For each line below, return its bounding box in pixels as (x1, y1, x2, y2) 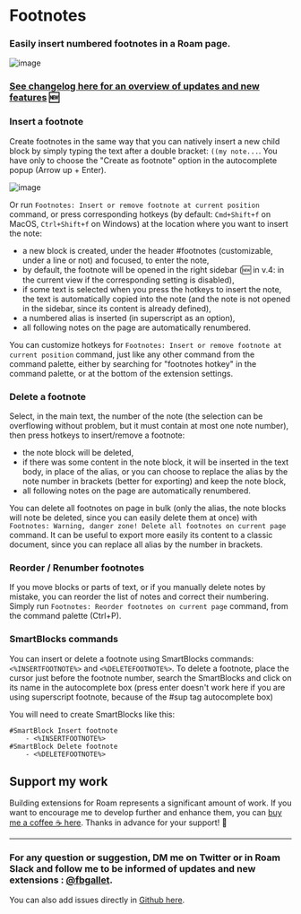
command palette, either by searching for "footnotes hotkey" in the (9, 358, 257, 369)
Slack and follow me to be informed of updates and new (9, 863, 256, 875)
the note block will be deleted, (21, 448, 134, 457)
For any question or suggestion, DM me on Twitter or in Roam (9, 851, 280, 864)
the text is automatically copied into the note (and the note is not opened (21, 293, 291, 304)
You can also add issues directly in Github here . (9, 894, 185, 905)
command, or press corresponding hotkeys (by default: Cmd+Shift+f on (9, 208, 271, 220)
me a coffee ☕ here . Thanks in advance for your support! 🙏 (9, 817, 228, 828)
